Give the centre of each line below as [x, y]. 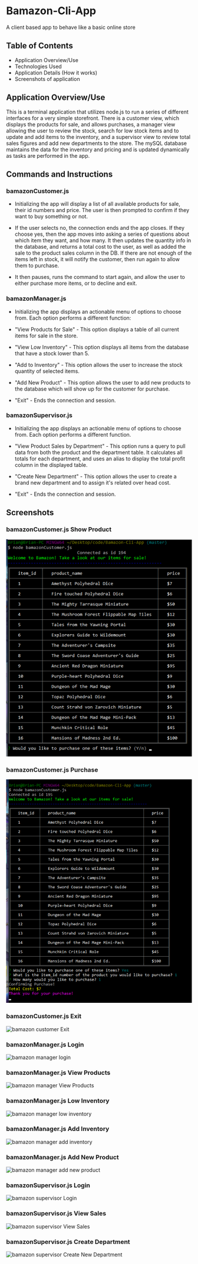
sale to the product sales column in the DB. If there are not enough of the [103, 253]
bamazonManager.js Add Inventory [58, 1129]
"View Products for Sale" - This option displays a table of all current [97, 329]
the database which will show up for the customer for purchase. [92, 389]
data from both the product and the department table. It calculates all [98, 452]
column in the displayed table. [51, 464]
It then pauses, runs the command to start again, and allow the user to [100, 277]
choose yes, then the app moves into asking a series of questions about [102, 234]
